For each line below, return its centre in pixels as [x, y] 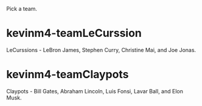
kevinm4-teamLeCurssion [74, 33]
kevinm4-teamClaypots [68, 75]
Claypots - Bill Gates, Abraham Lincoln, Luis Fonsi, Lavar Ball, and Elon [95, 91]
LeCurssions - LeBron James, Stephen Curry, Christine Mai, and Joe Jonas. [101, 50]
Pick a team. [22, 9]
